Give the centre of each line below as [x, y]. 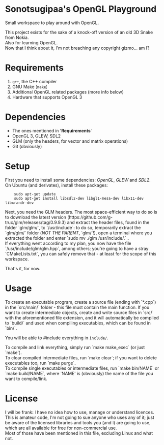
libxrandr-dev [20, 203]
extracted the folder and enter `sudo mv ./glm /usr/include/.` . [67, 238]
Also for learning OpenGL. [31, 42]
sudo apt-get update [35, 194]
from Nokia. [17, 37]
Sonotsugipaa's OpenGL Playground [81, 9]
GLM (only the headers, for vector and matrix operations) [70, 141]
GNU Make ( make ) [30, 87]
